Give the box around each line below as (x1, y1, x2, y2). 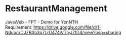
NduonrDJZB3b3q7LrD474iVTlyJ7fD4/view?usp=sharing (5, 29, 121, 35)
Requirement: (5, 24, 33, 30)
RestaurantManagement (5, 3, 107, 14)
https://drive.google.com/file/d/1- (33, 24, 101, 30)
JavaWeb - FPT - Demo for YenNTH (5, 19, 78, 25)
